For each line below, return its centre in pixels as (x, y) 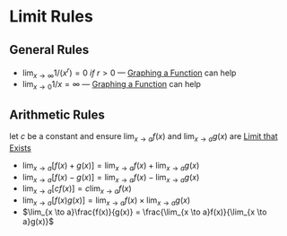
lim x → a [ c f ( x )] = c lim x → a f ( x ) (77, 190)
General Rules (49, 50)
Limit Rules (52, 17)
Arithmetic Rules (57, 114)
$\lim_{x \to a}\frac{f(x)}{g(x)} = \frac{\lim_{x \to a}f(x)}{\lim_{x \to (144, 212)
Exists (20, 148)
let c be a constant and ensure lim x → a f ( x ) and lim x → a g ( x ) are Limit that (143, 137)
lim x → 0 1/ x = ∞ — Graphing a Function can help (112, 85)
